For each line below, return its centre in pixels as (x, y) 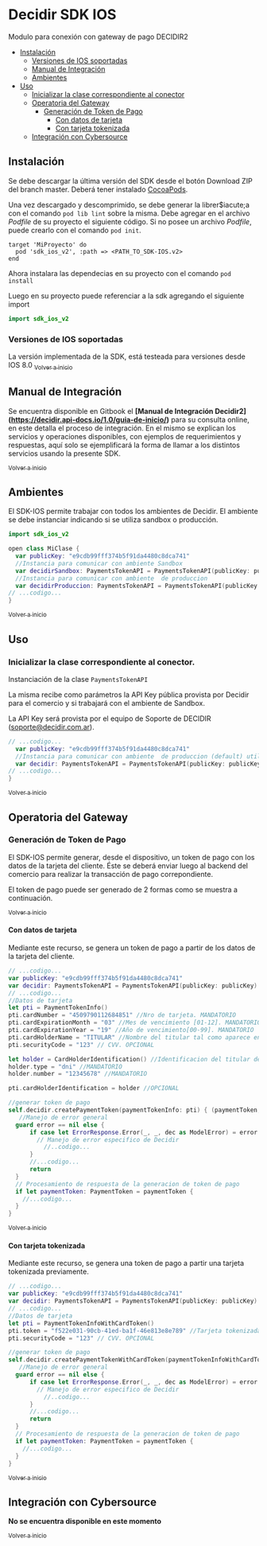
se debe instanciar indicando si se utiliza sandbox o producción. (113, 520)
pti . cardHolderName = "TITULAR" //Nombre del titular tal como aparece (129, 1037)
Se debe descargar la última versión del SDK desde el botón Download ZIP (130, 181)
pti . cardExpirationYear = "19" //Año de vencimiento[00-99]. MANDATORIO (131, 1030)
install (21, 281)
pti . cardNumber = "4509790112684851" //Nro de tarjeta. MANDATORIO (122, 1015)
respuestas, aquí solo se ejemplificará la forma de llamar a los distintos (124, 445)
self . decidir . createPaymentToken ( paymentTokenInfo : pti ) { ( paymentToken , (135, 1110)
